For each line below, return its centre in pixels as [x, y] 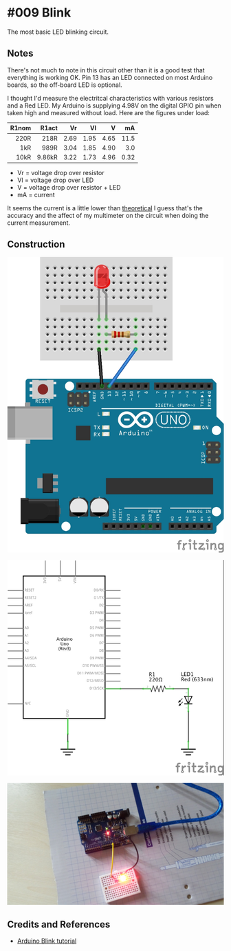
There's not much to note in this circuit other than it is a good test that [106, 70]
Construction [36, 244]
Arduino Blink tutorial [47, 941]
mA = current [36, 194]
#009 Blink [39, 13]
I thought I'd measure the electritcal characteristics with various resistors [111, 98]
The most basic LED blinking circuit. [58, 32]
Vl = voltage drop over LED [55, 180]
